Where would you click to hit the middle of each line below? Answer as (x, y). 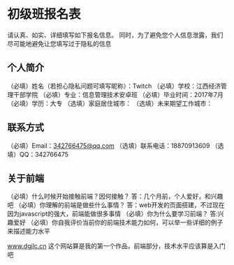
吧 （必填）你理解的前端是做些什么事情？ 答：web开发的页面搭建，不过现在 (116, 205)
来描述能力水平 (29, 232)
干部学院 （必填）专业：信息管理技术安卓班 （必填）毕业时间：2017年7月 (118, 94)
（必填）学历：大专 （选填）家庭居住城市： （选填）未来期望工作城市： (110, 103)
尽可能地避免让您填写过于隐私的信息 (59, 43)
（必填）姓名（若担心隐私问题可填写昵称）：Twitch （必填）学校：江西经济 (114, 86)
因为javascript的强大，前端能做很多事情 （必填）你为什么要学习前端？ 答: (112, 214)
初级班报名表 (44, 14)
